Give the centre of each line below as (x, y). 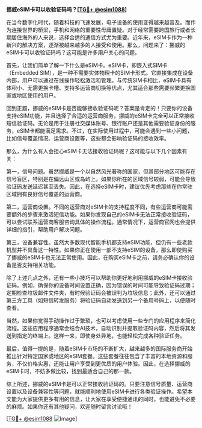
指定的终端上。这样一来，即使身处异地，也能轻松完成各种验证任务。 (101, 336)
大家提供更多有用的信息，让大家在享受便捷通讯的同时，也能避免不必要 (109, 399)
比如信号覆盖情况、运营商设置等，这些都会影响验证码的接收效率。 (88, 138)
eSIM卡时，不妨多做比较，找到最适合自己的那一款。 (71, 371)
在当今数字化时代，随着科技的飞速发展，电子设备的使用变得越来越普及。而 (98, 22)
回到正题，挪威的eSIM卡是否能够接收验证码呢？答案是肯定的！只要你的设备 (99, 108)
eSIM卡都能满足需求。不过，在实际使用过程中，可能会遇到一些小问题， (105, 131)
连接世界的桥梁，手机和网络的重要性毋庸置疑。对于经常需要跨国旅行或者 (101, 30)
